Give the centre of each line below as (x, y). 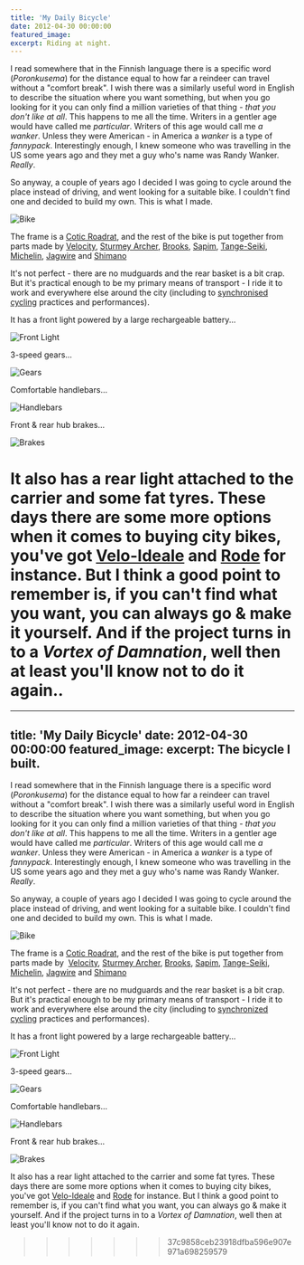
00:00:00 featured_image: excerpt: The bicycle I (151, 749)
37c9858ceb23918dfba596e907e (230, 1242)
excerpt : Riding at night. (61, 43)
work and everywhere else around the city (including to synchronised (139, 293)
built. (25, 763)
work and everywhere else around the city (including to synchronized (139, 1009)
